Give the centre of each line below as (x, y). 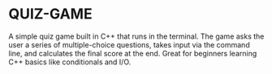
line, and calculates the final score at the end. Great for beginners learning (133, 53)
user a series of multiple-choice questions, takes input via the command (129, 44)
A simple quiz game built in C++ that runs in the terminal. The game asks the (136, 36)
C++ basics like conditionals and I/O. (70, 62)
